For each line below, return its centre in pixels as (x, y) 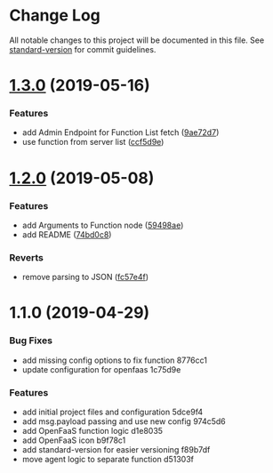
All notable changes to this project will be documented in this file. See (137, 40)
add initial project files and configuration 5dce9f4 (112, 412)
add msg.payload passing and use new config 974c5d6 (124, 421)
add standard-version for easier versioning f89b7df (116, 449)
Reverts (27, 257)
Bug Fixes (31, 341)
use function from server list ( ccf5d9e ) (93, 142)
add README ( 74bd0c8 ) (67, 234)
